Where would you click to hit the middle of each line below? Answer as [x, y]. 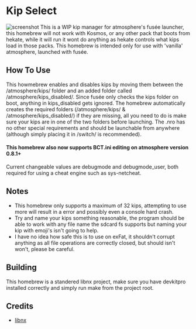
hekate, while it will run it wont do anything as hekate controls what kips [93, 39]
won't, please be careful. [44, 249]
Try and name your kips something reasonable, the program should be [99, 218]
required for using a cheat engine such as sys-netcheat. [74, 173]
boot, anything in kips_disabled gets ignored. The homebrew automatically [96, 103]
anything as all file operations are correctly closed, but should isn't [95, 243]
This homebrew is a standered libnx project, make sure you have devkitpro [96, 282]
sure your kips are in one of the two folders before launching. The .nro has [96, 122]
